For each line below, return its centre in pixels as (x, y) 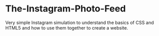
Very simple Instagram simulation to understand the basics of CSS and (80, 22)
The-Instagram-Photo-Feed (66, 9)
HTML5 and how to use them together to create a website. (67, 27)
